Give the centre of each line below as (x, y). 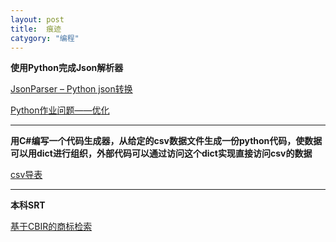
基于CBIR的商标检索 (51, 227)
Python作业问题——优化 (60, 110)
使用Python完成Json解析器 (67, 68)
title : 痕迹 (36, 29)
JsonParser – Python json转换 (71, 89)
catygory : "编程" (45, 38)
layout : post (37, 19)
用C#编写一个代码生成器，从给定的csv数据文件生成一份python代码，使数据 (166, 141)
